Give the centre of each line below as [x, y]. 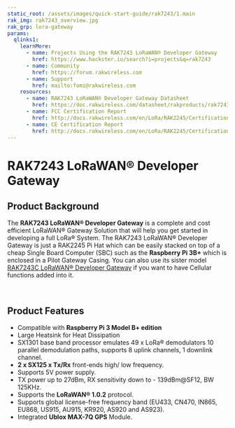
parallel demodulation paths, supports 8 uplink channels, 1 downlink [115, 350]
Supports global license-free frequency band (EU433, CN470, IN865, [117, 402]
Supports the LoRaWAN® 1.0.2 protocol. [76, 395]
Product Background [53, 206]
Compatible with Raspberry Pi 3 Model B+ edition [90, 328]
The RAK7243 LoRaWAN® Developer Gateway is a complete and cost [109, 223]
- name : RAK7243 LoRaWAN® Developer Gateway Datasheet [107, 99]
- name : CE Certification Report [74, 124]
